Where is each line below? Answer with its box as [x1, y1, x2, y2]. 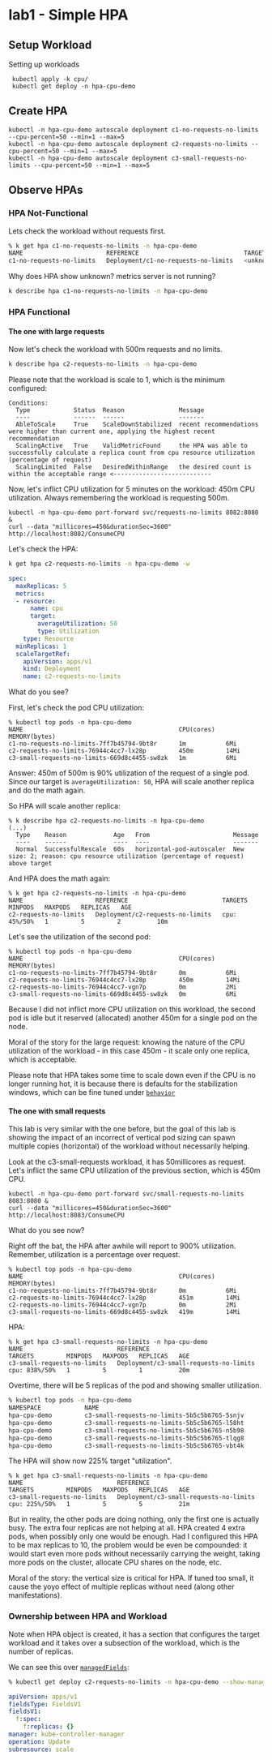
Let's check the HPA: [8, 544, 79, 553]
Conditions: [8, 399, 49, 407]
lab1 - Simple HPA [8, 6, 129, 24]
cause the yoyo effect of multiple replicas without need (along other [8, 1582, 235, 1591]
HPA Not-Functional [8, 208, 89, 219]
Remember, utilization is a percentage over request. [8, 1250, 181, 1260]
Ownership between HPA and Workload [8, 1611, 168, 1622]
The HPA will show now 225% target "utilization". [8, 1456, 172, 1466]
